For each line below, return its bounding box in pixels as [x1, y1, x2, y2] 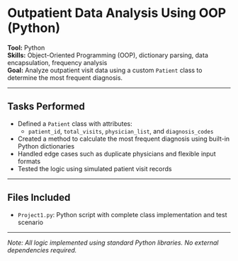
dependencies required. [7, 245, 77, 254]
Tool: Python [7, 43, 45, 52]
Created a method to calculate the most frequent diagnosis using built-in [17, 134, 230, 143]
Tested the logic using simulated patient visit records [17, 164, 172, 173]
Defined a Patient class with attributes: [17, 119, 132, 128]
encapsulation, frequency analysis [7, 58, 108, 66]
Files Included [7, 192, 71, 204]
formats [17, 157, 41, 166]
